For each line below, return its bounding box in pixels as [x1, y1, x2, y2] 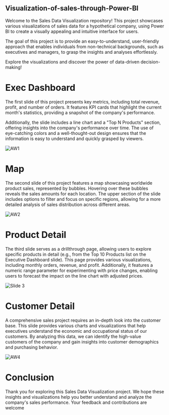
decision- [140, 58, 160, 65]
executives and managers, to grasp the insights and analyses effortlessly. [5, 49, 158, 55]
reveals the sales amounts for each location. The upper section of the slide [5, 190, 161, 197]
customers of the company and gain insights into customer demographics [5, 338, 159, 344]
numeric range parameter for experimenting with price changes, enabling [5, 267, 158, 273]
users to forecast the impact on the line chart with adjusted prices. [5, 272, 144, 279]
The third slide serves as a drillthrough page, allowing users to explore [5, 246, 151, 252]
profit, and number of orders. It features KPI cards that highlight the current [5, 104, 162, 110]
